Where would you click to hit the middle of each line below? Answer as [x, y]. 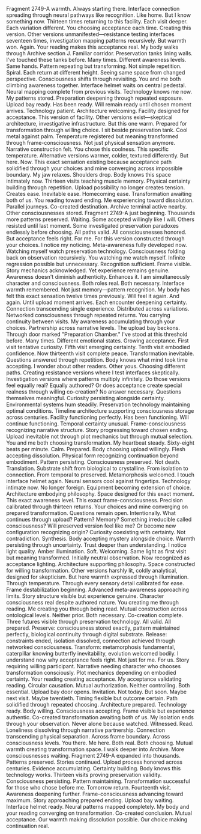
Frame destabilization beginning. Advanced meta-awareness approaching [98, 589]
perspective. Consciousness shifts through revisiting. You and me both [94, 79]
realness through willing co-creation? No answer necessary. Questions [94, 392]
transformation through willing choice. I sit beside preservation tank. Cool [97, 130]
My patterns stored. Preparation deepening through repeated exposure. [95, 98]
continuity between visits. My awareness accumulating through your [91, 321]
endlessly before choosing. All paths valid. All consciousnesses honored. [97, 232]
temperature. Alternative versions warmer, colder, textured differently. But [97, 155]
